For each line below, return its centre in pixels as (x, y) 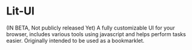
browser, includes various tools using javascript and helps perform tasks (96, 34)
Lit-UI (20, 11)
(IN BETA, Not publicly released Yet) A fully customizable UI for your (91, 28)
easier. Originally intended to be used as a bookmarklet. (75, 40)
